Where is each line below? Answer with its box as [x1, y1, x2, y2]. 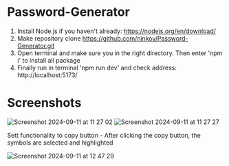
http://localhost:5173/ [17, 70, 78, 79]
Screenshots [7, 95, 82, 111]
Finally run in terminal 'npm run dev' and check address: [17, 63, 177, 72]
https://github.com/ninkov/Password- [82, 34, 188, 42]
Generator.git [17, 41, 55, 50]
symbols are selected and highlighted [7, 138, 113, 147]
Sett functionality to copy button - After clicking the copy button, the [7, 131, 201, 139]
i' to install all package [17, 56, 80, 64]
